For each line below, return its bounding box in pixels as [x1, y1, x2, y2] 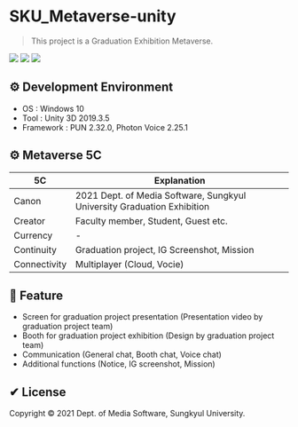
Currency [13, 229, 53, 241]
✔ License [9, 384, 67, 399]
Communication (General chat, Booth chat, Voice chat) [21, 349, 222, 360]
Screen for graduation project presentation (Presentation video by [21, 312, 263, 322]
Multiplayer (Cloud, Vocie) [74, 257, 184, 270]
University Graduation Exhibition [74, 200, 210, 212]
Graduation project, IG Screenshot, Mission [74, 243, 255, 256]
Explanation [153, 174, 206, 186]
